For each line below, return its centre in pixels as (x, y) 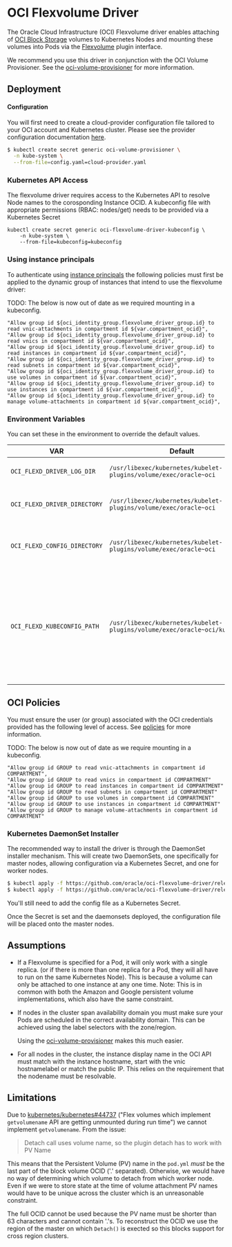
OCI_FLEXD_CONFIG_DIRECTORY (57, 546)
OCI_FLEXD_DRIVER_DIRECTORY (57, 504)
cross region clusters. (38, 1236)
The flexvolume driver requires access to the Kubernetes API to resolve (109, 195)
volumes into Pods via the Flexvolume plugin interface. (85, 46)
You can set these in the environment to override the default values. (104, 434)
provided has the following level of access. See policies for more (99, 727)
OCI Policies (34, 703)
